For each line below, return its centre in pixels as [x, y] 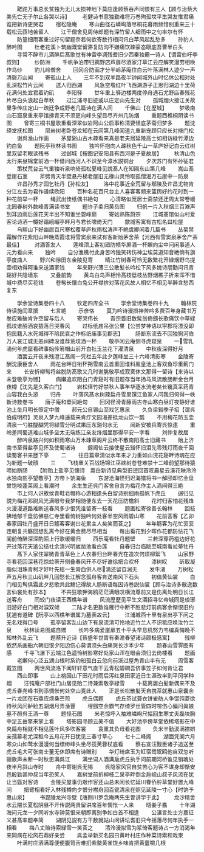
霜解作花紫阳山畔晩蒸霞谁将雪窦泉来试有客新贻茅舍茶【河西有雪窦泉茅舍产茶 [102, 237]
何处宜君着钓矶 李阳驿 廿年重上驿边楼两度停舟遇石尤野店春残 [103, 92]
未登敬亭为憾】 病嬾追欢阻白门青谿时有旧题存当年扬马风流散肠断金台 [97, 379]
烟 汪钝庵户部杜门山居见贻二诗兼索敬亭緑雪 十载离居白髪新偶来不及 [101, 683]
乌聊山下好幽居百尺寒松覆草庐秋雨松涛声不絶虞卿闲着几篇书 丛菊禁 [105, 229]
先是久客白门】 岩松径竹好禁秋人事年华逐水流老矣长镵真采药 [108, 387]
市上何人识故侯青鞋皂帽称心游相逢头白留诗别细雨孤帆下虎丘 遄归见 [105, 493]
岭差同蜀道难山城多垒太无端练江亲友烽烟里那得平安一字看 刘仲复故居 [97, 432]
